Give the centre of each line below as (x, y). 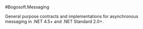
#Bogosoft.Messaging (27, 7)
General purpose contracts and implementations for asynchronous (72, 16)
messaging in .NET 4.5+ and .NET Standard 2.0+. (54, 22)
